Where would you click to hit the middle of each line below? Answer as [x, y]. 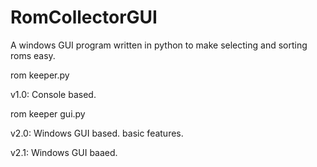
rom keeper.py [40, 75]
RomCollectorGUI [84, 17]
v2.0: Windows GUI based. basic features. [97, 133]
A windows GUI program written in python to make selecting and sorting [159, 45]
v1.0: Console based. [53, 94]
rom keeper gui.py [48, 113]
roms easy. [33, 55]
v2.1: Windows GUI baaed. [64, 152]
